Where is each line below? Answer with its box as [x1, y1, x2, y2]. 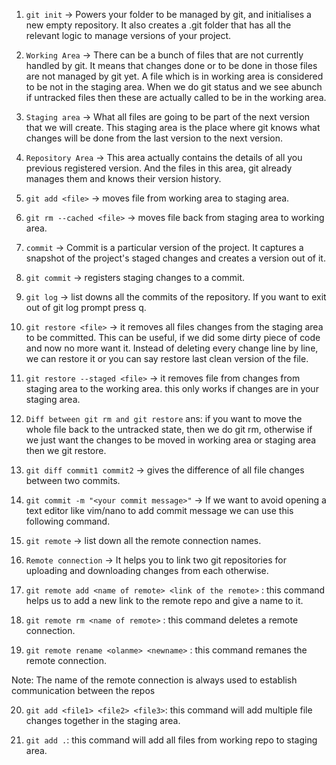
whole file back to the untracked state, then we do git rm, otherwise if [25, 424, 313, 435]
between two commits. [25, 475, 121, 486]
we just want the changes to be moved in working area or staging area [25, 434, 317, 446]
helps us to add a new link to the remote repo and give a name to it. [25, 595, 304, 606]
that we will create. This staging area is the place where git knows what [25, 122, 321, 133]
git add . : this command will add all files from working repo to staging [25, 734, 318, 746]
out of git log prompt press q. [25, 302, 147, 313]
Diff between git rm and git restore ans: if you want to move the [25, 413, 303, 424]
